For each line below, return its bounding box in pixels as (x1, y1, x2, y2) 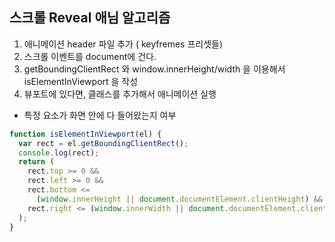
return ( (18, 157, 55, 167)
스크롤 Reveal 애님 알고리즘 (9, 9, 171, 27)
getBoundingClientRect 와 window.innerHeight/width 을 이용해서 (23, 63, 286, 75)
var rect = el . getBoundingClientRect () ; (18, 138, 189, 148)
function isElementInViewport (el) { (9, 129, 162, 139)
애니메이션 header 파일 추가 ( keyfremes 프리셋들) (23, 38, 224, 50)
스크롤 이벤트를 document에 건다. (23, 50, 157, 62)
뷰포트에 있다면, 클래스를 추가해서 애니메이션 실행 (23, 88, 217, 100)
